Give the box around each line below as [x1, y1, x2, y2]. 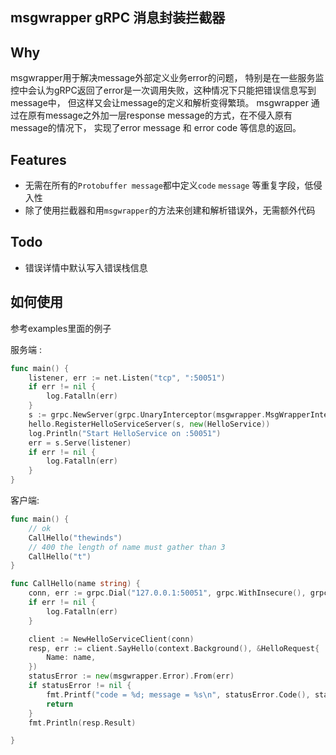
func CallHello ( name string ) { [10, 579, 141, 589]
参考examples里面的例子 [10, 322, 112, 334]
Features [10, 151, 67, 168]
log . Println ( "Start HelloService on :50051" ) [28, 428, 222, 438]
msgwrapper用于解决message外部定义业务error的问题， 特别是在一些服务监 [10, 72, 325, 84]
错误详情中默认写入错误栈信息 [24, 261, 148, 273]
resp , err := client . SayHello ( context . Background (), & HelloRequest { [28, 643, 320, 653]
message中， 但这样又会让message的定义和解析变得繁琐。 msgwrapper [10, 97, 309, 109]
